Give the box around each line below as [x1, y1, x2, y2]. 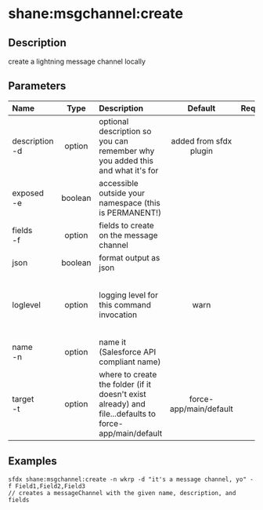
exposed [12, 188, 45, 199]
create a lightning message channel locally [8, 56, 146, 66]
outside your [99, 188, 146, 199]
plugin [189, 145, 214, 156]
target [12, 393, 34, 404]
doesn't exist [99, 388, 146, 399]
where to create [99, 369, 157, 380]
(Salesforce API [99, 346, 157, 357]
